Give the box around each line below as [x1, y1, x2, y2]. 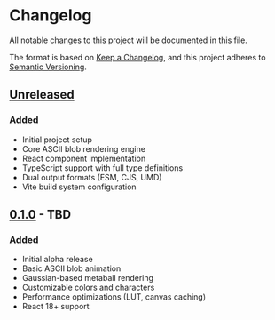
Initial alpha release [21, 254, 93, 265]
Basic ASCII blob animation [21, 263, 122, 274]
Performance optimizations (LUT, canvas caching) [21, 292, 207, 302]
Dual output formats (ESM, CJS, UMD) [21, 172, 162, 182]
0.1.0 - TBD [9, 207, 72, 222]
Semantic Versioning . [9, 61, 87, 72]
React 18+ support [21, 301, 90, 312]
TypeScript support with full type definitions [21, 162, 184, 173]
